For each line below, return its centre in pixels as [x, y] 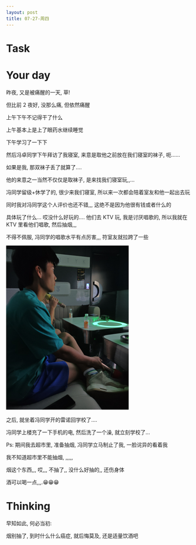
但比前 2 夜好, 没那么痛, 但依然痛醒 [48, 105]
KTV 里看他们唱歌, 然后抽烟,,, [42, 224]
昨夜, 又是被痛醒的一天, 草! [38, 92]
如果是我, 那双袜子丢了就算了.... [44, 167]
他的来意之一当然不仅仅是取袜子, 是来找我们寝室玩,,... [70, 180]
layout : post [22, 12]
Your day [28, 75]
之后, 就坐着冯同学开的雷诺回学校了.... [52, 419]
